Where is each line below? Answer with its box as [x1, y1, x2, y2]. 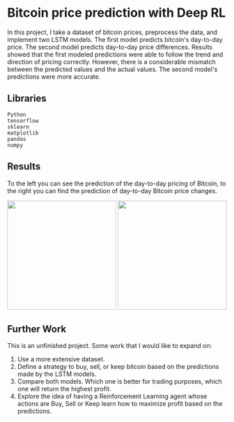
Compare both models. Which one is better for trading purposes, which [17, 377, 223, 386]
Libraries [7, 93, 47, 105]
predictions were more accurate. [7, 72, 101, 81]
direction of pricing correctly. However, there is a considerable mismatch [7, 57, 216, 66]
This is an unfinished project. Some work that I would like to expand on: [7, 342, 212, 350]
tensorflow [7, 117, 39, 124]
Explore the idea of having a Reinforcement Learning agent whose [17, 392, 208, 400]
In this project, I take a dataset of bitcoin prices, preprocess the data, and [7, 28, 218, 36]
